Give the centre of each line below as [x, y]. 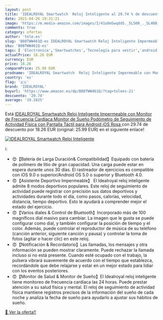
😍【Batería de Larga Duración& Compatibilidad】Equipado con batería [83, 159]
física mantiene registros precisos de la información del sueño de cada [83, 292]
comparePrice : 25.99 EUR [30, 69]
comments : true [20, 28]
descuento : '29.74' [25, 95]
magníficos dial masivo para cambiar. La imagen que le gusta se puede [83, 218]
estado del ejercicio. [32, 207]
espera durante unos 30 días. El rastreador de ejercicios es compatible [83, 170]
